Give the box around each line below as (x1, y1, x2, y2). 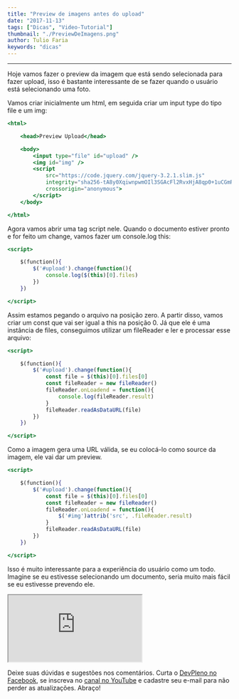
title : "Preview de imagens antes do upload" (7, 10, 144, 18)
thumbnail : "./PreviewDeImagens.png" (7, 30, 119, 38)
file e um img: (7, 106, 48, 115)
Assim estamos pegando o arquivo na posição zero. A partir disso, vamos (7, 310, 223, 319)
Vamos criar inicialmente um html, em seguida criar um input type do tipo (7, 99, 222, 107)
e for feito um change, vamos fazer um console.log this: (7, 232, 171, 241)
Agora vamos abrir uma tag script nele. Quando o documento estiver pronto (7, 224, 230, 233)
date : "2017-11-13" (7, 17, 65, 24)
